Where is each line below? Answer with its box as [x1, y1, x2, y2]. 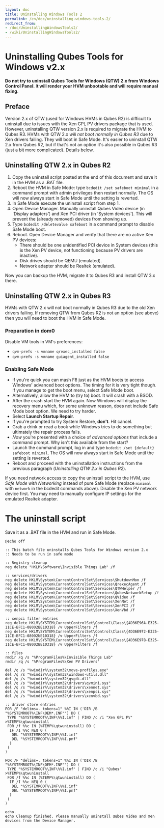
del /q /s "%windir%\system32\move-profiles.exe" [5, 667, 109, 673]
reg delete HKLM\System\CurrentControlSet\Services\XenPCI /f [5, 603, 135, 608]
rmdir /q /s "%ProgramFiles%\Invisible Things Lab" [5, 655, 113, 660]
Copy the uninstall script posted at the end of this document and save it [12, 174, 157, 180]
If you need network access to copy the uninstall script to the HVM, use [5, 475, 150, 481]
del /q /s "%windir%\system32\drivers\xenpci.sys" [5, 689, 111, 694]
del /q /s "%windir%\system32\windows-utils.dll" [5, 672, 109, 677]
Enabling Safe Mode [5, 365, 54, 372]
